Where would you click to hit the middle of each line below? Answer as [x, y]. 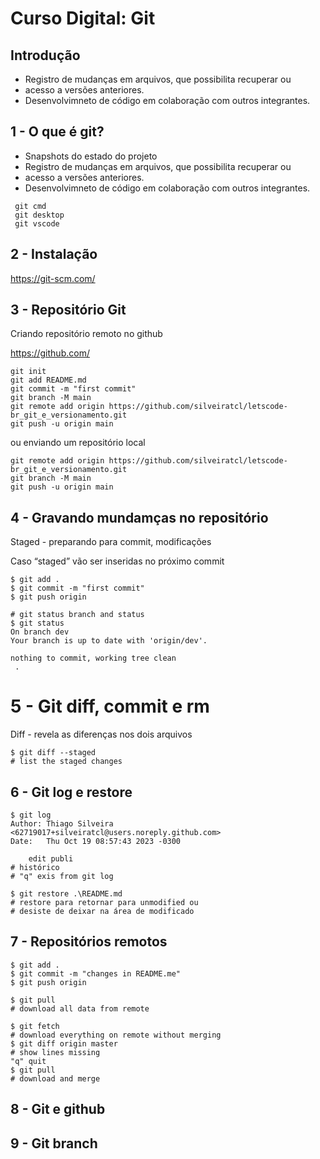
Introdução [45, 55]
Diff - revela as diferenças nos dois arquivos [101, 734]
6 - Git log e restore [71, 792]
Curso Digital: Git [83, 18]
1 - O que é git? [57, 132]
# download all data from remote [80, 1008]
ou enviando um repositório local [78, 443]
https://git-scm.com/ [53, 278]
